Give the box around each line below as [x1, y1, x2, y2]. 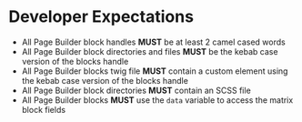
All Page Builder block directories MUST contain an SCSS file [21, 85, 251, 96]
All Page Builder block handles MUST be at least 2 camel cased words [21, 36, 286, 47]
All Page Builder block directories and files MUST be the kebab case [21, 46, 278, 56]
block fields [21, 104, 65, 115]
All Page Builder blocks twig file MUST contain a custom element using [21, 66, 288, 76]
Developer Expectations [8, 6, 195, 27]
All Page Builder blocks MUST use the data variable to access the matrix [21, 94, 294, 106]
